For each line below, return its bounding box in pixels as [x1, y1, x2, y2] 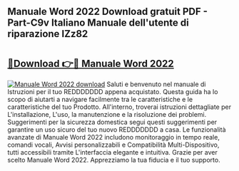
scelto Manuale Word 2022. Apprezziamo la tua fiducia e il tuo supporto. [7, 156, 220, 164]
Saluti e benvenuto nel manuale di [106, 80, 206, 88]
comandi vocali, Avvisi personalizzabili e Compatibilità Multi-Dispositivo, [7, 140, 220, 149]
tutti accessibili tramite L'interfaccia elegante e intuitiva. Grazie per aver [7, 148, 218, 156]
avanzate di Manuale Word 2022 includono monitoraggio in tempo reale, [7, 133, 220, 141]
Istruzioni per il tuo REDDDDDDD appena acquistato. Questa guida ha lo [7, 88, 218, 95]
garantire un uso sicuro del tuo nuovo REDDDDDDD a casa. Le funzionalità [7, 125, 226, 134]
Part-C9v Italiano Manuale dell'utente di [7, 17, 189, 29]
